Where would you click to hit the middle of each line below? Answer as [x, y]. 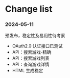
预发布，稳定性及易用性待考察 [35, 36]
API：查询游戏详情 [31, 64]
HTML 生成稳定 [27, 71]
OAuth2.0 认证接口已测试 [37, 46]
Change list [29, 9]
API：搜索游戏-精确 [32, 52]
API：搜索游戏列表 [31, 58]
